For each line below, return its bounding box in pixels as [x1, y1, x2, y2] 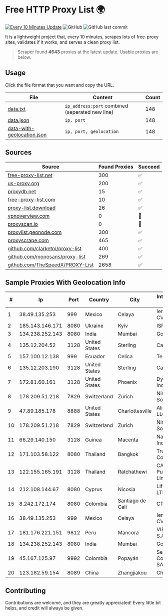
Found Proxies [98, 163, 133, 170]
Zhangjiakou [117, 569, 147, 576]
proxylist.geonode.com [7, 229, 62, 236]
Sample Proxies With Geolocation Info [5, 278, 126, 286]
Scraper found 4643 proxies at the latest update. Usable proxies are [17, 49, 158, 55]
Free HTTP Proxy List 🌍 [5, 4, 105, 16]
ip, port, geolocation [64, 128, 119, 134]
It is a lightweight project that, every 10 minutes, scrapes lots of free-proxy [5, 34, 159, 40]
